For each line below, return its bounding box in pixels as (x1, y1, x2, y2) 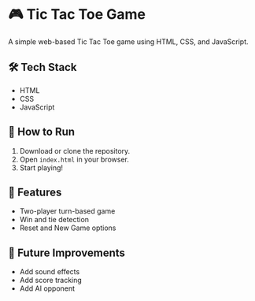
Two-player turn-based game (19, 206, 116, 216)
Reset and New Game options (19, 223, 116, 232)
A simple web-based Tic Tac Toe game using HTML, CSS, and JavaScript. (8, 36, 249, 46)
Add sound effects (19, 267, 80, 277)
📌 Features (8, 185, 62, 199)
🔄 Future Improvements (8, 246, 126, 259)
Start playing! (19, 162, 64, 173)
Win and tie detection (19, 215, 89, 225)
